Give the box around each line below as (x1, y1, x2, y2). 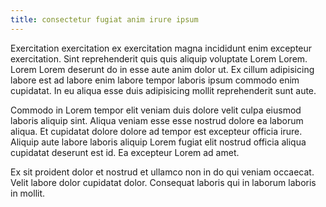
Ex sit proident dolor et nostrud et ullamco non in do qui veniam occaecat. (10, 166, 315, 178)
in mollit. (10, 187, 46, 199)
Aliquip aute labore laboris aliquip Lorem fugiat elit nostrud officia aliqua (10, 136, 307, 148)
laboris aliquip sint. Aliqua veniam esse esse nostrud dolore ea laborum (10, 114, 304, 126)
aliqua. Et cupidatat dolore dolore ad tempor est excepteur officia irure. (10, 125, 303, 137)
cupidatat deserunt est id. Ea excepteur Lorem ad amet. (10, 146, 240, 158)
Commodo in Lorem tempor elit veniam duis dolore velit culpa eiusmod (10, 104, 302, 116)
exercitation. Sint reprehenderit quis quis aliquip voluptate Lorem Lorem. (10, 52, 308, 65)
